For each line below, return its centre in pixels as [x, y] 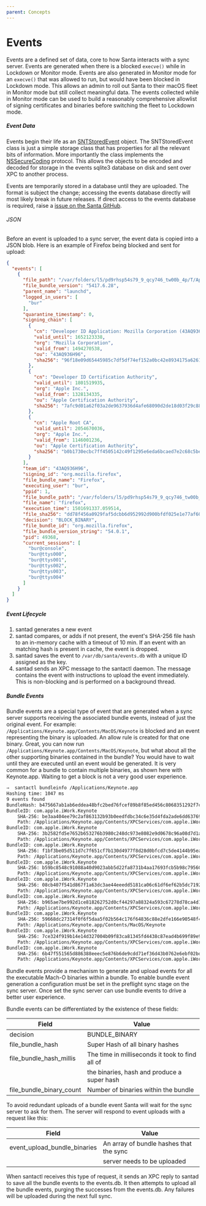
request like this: [27, 1118]
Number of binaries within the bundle [140, 1090]
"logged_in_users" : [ [50, 297]
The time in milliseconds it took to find [142, 1055]
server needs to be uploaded [145, 1161]
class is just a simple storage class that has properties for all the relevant [98, 148]
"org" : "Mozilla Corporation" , [74, 343]
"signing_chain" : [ [47, 320]
